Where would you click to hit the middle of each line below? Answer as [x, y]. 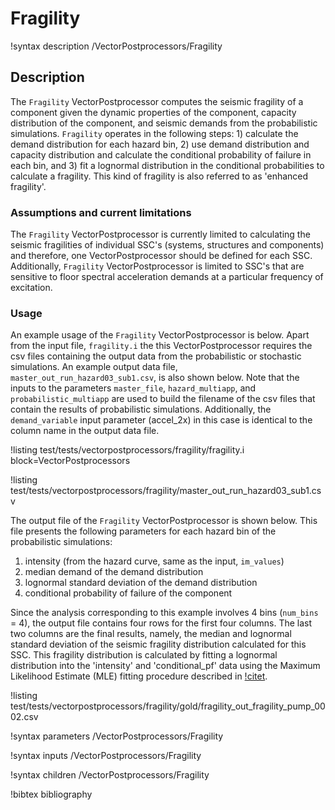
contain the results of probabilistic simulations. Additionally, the [141, 409]
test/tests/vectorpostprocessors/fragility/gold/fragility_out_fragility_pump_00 [168, 706]
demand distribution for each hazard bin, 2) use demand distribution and [160, 144]
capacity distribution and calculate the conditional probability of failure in [161, 154]
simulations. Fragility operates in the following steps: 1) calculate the [154, 133]
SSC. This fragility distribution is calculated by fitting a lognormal [144, 655]
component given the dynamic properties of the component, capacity [153, 112]
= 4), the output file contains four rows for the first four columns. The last [161, 623]
